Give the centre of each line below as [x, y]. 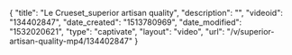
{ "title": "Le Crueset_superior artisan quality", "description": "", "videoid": [146, 13]
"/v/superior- [251, 31]
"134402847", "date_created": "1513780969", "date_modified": [126, 22]
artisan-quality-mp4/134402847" [71, 41]
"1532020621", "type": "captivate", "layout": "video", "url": [117, 31]
